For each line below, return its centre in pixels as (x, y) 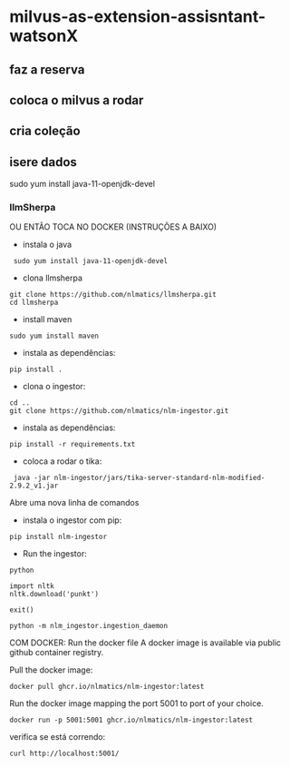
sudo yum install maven (54, 336)
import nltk (32, 586)
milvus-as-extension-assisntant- (138, 17)
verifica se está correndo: (58, 737)
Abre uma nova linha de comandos (74, 503)
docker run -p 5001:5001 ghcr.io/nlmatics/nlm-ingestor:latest (131, 720)
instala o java (47, 245)
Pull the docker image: (51, 670)
